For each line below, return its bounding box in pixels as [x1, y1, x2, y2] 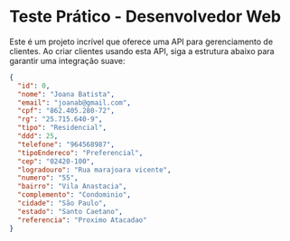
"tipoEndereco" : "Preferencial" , [17, 148, 144, 157]
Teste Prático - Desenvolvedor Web [9, 6, 282, 27]
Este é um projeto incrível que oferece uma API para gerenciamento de [9, 36, 274, 47]
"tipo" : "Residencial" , [17, 124, 107, 133]
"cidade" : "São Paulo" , [17, 199, 107, 209]
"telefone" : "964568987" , [17, 140, 116, 149]
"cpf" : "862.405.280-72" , [17, 107, 116, 116]
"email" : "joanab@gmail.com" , [17, 97, 131, 107]
